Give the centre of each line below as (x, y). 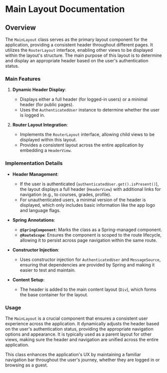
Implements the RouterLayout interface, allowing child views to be (87, 134)
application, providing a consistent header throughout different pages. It (79, 45)
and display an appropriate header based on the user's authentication (77, 61)
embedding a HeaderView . (46, 150)
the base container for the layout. (54, 294)
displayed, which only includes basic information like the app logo (87, 205)
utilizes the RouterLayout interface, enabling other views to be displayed (79, 50)
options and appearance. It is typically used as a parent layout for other (79, 334)
